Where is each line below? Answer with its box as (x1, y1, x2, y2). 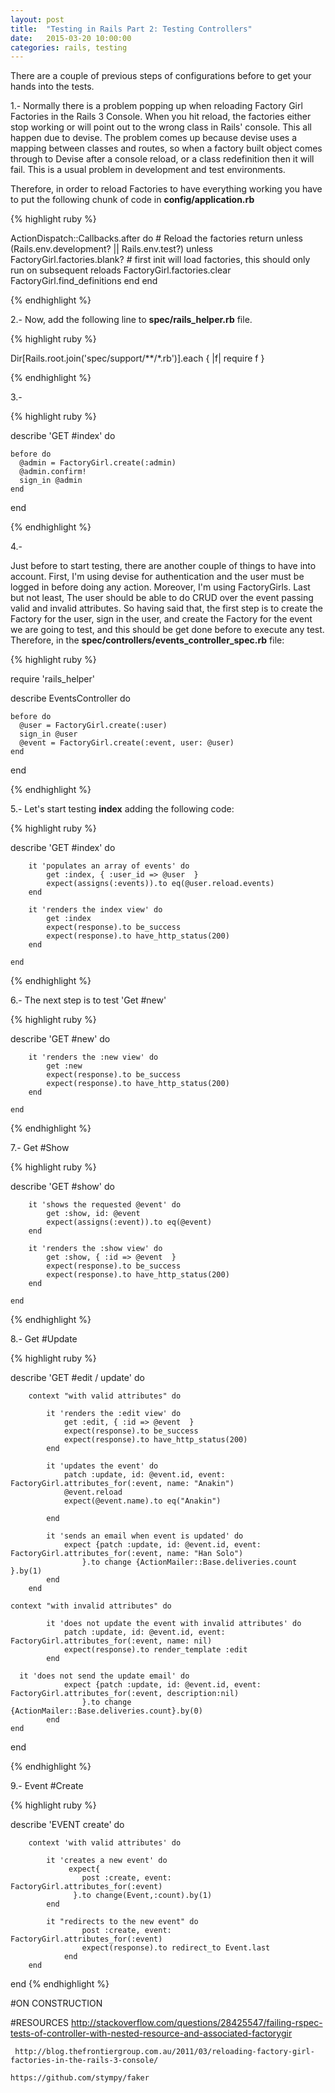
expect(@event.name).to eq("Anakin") (63, 1496, 222, 1506)
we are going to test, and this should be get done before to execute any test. (10, 624, 325, 636)
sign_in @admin (19, 476, 83, 486)
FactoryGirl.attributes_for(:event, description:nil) (10, 1689, 240, 1699)
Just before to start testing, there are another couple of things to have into (10, 560, 317, 572)
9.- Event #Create (10, 1780, 84, 1792)
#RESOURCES (10, 2017, 70, 2029)
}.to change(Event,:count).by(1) (73, 1891, 213, 1901)
